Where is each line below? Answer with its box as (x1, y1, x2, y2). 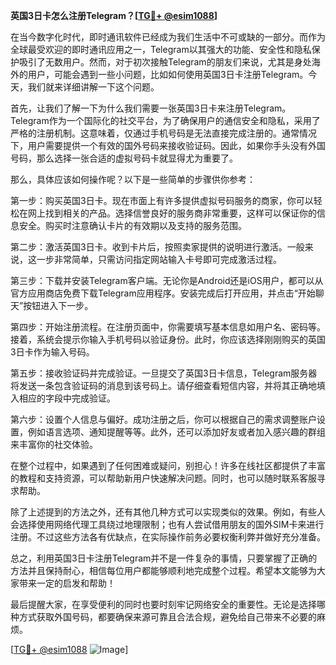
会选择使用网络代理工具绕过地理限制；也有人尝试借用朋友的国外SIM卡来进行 (10, 519, 325, 530)
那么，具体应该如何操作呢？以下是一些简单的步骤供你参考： (10, 174, 256, 185)
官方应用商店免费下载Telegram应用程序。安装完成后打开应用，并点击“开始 (10, 287, 316, 299)
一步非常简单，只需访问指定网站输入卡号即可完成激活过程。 (36, 254, 282, 265)
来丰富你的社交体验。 (10, 439, 98, 450)
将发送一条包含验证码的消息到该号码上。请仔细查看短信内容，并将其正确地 (10, 380, 317, 391)
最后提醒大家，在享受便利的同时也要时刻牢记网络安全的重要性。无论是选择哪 (10, 599, 326, 610)
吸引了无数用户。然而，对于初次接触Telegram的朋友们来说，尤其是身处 (18, 56, 312, 68)
